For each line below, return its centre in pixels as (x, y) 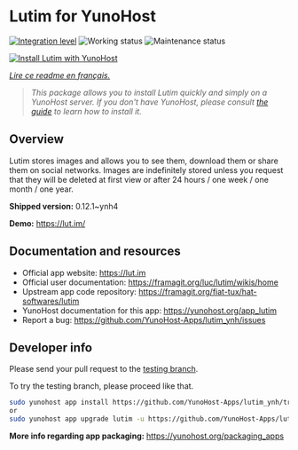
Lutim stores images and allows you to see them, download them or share (144, 161)
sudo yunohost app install (59, 403)
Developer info (51, 347)
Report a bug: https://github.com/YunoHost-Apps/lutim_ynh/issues (144, 320)
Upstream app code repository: (79, 291)
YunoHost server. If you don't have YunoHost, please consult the (149, 102)
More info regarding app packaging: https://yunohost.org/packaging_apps (147, 436)
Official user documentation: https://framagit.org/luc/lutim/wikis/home (150, 282)
